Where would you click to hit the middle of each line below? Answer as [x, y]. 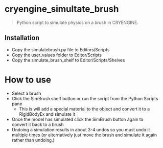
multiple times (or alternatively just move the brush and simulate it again [84, 135]
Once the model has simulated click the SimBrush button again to [78, 119]
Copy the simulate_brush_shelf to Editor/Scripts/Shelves [68, 60]
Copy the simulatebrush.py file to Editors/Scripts [60, 49]
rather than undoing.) [33, 140]
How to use [28, 80]
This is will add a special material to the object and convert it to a [84, 109]
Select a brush [26, 93]
